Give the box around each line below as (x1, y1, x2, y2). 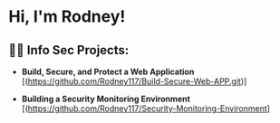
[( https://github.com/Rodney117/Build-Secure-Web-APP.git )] (21, 76, 247, 87)
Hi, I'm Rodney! (8, 6, 126, 27)
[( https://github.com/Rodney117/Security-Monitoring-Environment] (21, 103, 271, 114)
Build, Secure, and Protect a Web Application (21, 66, 195, 77)
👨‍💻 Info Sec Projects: (8, 43, 130, 58)
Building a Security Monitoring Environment (21, 93, 191, 104)
